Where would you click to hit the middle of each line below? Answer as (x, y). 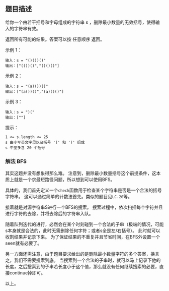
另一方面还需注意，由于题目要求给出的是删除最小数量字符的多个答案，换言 (82, 254)
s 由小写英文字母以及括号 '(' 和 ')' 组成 (45, 142)
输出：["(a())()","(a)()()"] (35, 92)
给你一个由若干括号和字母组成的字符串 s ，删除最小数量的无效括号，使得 (80, 22)
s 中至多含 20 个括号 (25, 148)
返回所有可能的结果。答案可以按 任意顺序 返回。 (55, 39)
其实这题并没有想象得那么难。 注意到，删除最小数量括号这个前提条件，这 (81, 173)
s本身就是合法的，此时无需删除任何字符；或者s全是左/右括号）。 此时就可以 (83, 230)
